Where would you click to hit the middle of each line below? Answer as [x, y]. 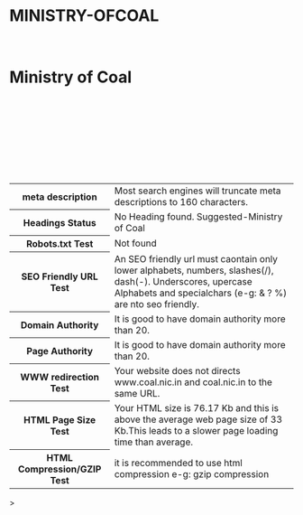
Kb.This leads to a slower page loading [196, 430]
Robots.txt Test [60, 244]
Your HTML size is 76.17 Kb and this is [197, 407]
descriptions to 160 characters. [181, 201]
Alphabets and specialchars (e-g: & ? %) [200, 293]
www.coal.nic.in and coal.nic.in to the [193, 382]
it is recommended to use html [179, 463]
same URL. [137, 393]
